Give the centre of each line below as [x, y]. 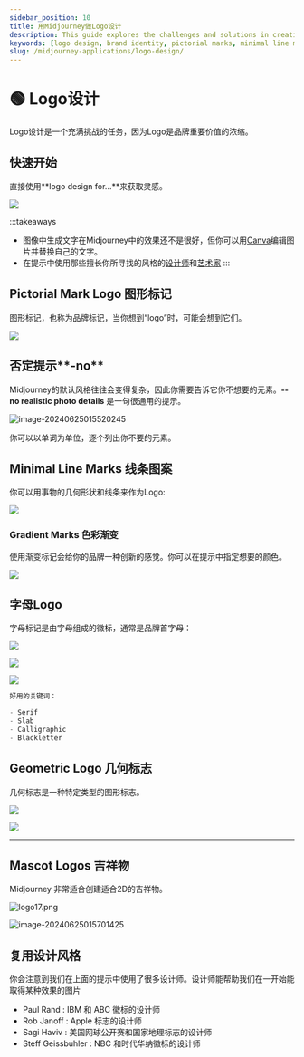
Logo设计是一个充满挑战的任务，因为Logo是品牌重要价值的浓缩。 [131, 131]
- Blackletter [36, 738]
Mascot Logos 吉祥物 [70, 865]
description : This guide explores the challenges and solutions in [139, 34]
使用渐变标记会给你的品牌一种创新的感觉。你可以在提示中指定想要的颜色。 [148, 556]
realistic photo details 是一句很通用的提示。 [104, 400]
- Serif [24, 713]
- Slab [22, 721]
